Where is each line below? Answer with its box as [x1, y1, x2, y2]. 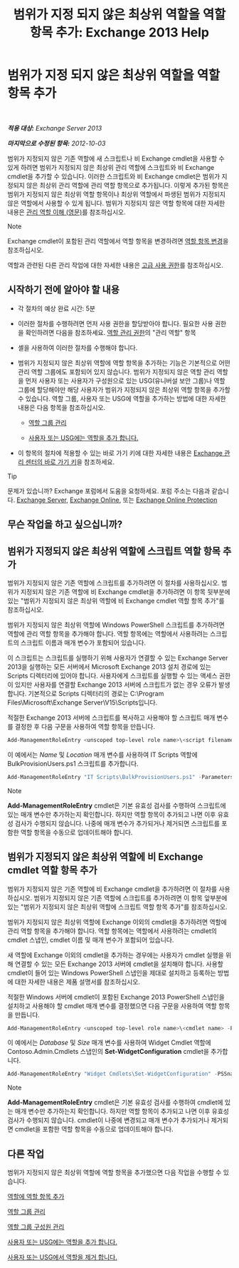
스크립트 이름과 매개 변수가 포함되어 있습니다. [20, 638, 147, 647]
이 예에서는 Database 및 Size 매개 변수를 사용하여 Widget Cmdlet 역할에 [7, 1038, 211, 1047]
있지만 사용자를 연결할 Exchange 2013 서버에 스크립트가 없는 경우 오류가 [14, 680, 217, 689]
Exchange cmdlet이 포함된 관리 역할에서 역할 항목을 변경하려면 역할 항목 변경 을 [7, 236, 229, 245]
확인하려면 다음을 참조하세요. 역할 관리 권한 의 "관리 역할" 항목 [25, 328, 197, 336]
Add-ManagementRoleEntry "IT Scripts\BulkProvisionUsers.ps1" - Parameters [7, 773, 234, 780]
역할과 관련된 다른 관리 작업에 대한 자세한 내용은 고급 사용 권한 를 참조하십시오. [7, 261, 224, 269]
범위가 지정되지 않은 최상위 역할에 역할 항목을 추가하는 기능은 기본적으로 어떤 [17, 358, 231, 367]
